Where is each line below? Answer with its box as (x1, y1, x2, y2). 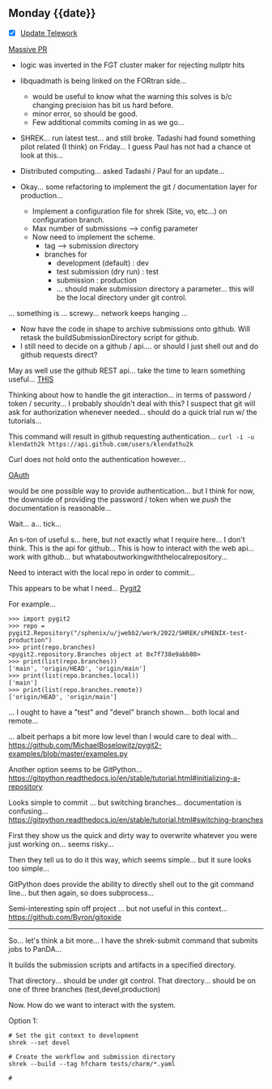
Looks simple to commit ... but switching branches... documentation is (8, 797, 242, 807)
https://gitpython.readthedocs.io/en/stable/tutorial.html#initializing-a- (8, 773, 241, 783)
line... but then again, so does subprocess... (8, 888, 155, 897)
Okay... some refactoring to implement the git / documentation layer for (19, 182, 257, 192)
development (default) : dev (56, 257, 150, 267)
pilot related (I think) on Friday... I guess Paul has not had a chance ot (19, 141, 251, 151)
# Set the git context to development (8, 1031, 139, 1039)
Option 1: (8, 1015, 38, 1026)
